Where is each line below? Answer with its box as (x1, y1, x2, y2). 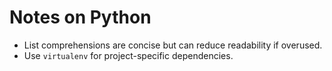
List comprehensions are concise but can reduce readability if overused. (23, 39, 323, 51)
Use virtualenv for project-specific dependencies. (23, 49, 234, 61)
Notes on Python (9, 6, 152, 29)
